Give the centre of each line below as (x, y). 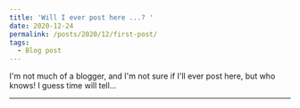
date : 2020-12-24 (42, 26)
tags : (19, 42)
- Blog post (40, 51)
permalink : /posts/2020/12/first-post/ (83, 34)
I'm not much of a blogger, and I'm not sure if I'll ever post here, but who (142, 76)
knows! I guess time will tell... (63, 86)
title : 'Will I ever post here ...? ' (81, 17)
